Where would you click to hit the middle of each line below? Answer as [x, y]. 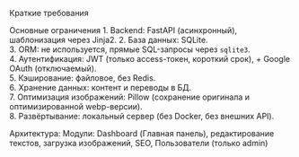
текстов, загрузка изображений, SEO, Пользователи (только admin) [139, 143]
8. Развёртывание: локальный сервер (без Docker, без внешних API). [142, 116]
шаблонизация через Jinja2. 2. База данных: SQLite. [109, 40]
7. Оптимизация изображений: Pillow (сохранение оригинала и [129, 97]
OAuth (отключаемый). [53, 68]
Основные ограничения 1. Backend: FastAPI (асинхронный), [123, 30]
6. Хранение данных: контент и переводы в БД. [101, 87]
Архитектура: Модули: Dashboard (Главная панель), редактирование [142, 133]
